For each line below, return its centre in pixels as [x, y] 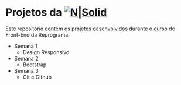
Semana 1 [25, 46]
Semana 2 [26, 58]
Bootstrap [35, 65]
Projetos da [34, 13]
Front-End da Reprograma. [37, 34]
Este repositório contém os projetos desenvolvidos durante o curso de [90, 29]
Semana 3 [26, 70]
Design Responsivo [46, 52]
